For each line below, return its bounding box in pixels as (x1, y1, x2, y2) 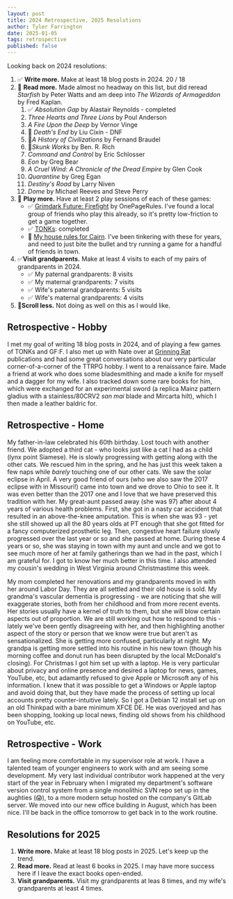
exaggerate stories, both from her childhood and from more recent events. (7, 599, 220, 608)
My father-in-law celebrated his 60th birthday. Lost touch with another (7, 438, 210, 446)
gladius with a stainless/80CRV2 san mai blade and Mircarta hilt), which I (7, 392, 217, 400)
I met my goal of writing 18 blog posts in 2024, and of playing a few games (7, 339, 221, 348)
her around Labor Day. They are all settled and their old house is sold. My (7, 585, 218, 593)
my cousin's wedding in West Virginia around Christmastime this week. (7, 564, 211, 572)
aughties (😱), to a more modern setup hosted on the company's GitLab (7, 794, 212, 802)
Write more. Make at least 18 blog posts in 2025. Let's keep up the (17, 847, 209, 856)
